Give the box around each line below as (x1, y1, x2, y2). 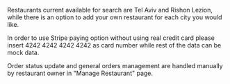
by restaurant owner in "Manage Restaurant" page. (7, 69, 154, 77)
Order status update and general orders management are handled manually (7, 62, 224, 70)
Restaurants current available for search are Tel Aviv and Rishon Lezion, (7, 6, 213, 14)
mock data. (7, 48, 40, 56)
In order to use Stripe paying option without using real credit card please (7, 34, 215, 42)
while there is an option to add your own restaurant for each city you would (7, 13, 222, 21)
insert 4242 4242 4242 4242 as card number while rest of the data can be (7, 41, 222, 49)
